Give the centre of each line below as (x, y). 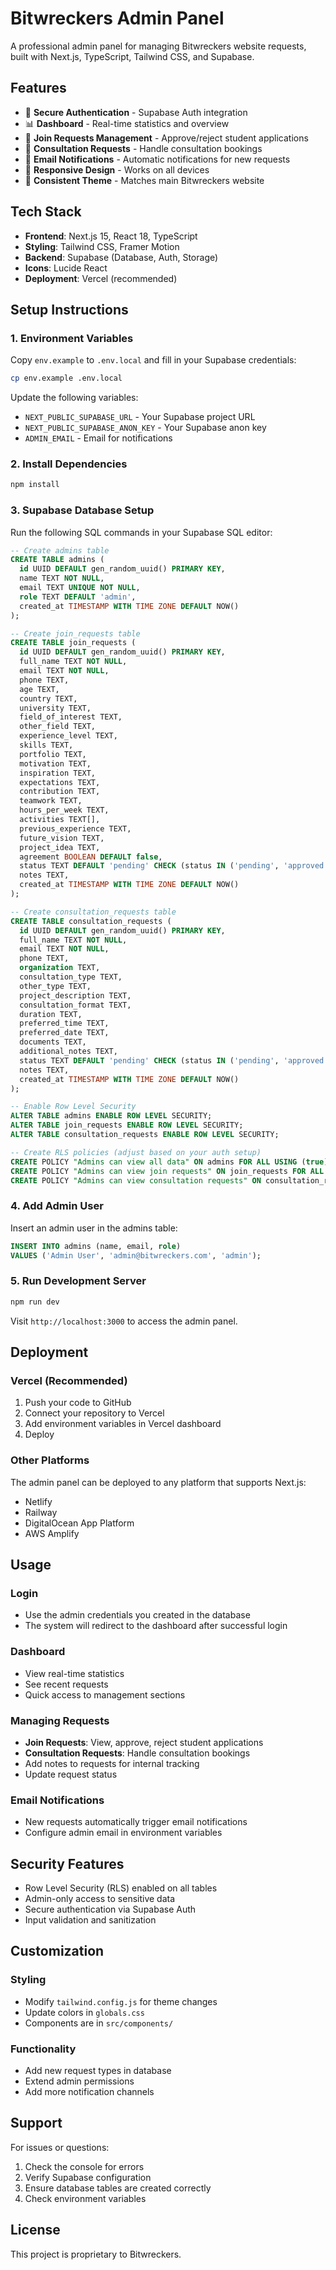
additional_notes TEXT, (68, 1052)
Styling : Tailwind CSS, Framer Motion (102, 246)
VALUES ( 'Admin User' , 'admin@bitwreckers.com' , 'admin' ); (136, 1255)
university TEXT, (55, 708)
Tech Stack (46, 212)
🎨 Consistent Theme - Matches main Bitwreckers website (144, 180)
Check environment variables (85, 2198)
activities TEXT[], (60, 820)
